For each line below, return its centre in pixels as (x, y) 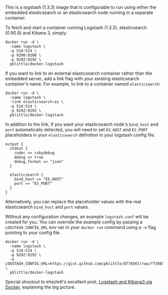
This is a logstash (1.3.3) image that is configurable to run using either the (81, 7)
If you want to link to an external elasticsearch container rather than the (79, 73)
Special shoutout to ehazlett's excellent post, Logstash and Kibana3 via (79, 282)
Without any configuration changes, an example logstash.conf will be (77, 217)
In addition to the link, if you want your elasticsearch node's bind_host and (82, 124)
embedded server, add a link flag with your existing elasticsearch (72, 79)
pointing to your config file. (33, 233)
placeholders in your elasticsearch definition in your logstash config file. (80, 135)
